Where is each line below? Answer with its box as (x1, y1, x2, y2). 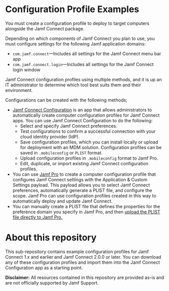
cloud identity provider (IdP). (20, 133, 80, 139)
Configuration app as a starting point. (5, 264, 83, 271)
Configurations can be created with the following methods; (5, 97, 128, 103)
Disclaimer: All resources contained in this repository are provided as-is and (5, 274, 164, 280)
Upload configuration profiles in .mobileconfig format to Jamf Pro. (20, 155, 158, 161)
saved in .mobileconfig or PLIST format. (20, 150, 103, 156)
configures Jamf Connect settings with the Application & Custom (12, 176, 148, 182)
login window (12, 67, 41, 73)
